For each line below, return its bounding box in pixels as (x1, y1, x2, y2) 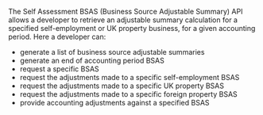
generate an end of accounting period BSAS (19, 56, 164, 65)
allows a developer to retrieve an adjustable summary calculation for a (8, 15, 238, 25)
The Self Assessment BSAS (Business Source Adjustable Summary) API (8, 7, 243, 16)
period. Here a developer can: (8, 32, 106, 41)
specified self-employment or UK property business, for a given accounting (8, 24, 256, 33)
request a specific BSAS (19, 64, 99, 74)
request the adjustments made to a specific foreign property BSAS (19, 90, 238, 98)
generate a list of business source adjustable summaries (19, 48, 205, 56)
